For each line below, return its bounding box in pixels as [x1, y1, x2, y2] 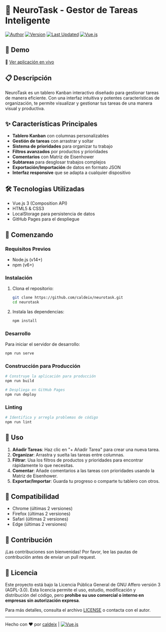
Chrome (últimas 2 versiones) [12, 506, 73, 512]
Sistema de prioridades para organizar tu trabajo [12, 143, 113, 149]
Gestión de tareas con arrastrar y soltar [12, 138, 94, 144]
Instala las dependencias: [12, 308, 64, 314]
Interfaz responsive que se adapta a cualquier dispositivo [12, 170, 131, 175]
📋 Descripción [5, 74, 52, 82]
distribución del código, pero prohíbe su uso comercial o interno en [5, 592, 144, 598]
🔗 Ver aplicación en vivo [5, 59, 54, 65]
